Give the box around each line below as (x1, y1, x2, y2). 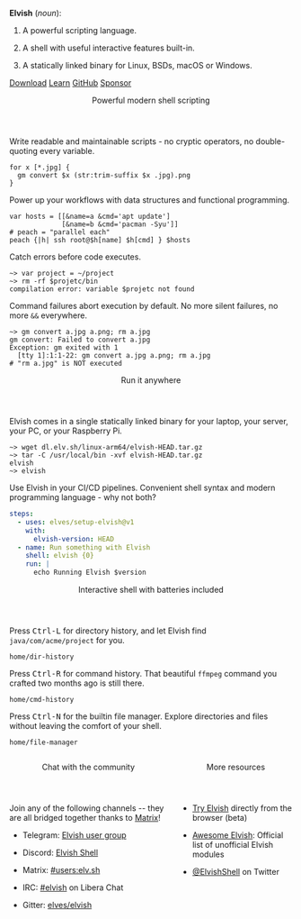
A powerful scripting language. (22, 25, 137, 35)
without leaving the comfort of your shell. (9, 721, 162, 731)
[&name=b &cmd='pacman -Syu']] (61, 220, 179, 229)
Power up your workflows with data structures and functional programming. (9, 195, 290, 205)
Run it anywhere (120, 375, 181, 386)
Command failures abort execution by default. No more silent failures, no (9, 301, 279, 311)
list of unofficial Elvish (191, 840, 274, 850)
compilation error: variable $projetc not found (9, 285, 195, 294)
